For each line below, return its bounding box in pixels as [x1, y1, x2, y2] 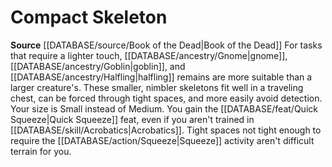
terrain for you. [10, 145, 72, 157]
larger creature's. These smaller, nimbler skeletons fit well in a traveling [10, 81, 304, 93]
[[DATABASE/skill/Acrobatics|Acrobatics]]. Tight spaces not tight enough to [10, 124, 322, 136]
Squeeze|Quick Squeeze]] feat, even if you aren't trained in [10, 113, 255, 125]
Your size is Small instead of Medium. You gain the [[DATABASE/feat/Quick [10, 102, 318, 115]
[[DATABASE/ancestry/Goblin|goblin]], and [10, 60, 186, 72]
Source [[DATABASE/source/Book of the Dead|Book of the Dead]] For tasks [10, 39, 323, 51]
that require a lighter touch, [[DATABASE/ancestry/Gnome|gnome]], [10, 49, 288, 61]
